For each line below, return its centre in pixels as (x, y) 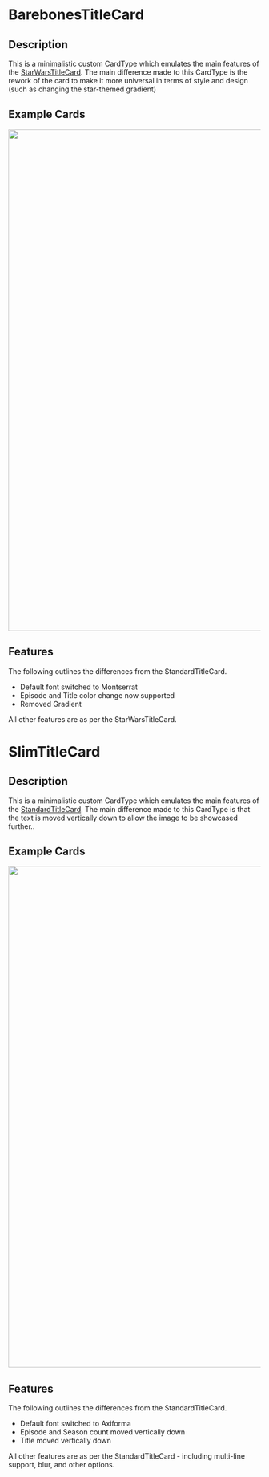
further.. (22, 826)
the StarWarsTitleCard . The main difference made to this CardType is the (128, 72)
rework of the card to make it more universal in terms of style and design (128, 81)
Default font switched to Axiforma (76, 1424)
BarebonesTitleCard (76, 15)
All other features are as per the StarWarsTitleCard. (93, 719)
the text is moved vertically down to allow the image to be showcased (123, 818)
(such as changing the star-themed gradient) (82, 89)
